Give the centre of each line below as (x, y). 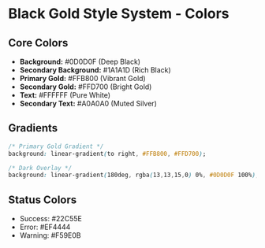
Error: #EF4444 (45, 227)
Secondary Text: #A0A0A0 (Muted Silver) (88, 104)
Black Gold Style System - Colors (119, 14)
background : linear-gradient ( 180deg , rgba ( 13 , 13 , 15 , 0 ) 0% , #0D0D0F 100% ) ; (134, 175)
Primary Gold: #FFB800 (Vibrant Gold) (82, 78)
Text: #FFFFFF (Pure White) (65, 95)
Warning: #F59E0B (50, 235)
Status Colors (43, 200)
